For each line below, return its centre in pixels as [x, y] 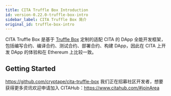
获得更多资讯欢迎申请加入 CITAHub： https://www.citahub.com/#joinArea [82, 88]
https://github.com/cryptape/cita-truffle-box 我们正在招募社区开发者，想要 [84, 82]
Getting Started [31, 69]
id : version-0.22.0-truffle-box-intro [47, 15]
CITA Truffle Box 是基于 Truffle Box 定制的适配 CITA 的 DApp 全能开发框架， [85, 39]
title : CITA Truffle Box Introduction [47, 10]
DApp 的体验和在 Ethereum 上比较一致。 [54, 52]
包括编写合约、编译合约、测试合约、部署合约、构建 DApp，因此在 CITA [80, 46]
